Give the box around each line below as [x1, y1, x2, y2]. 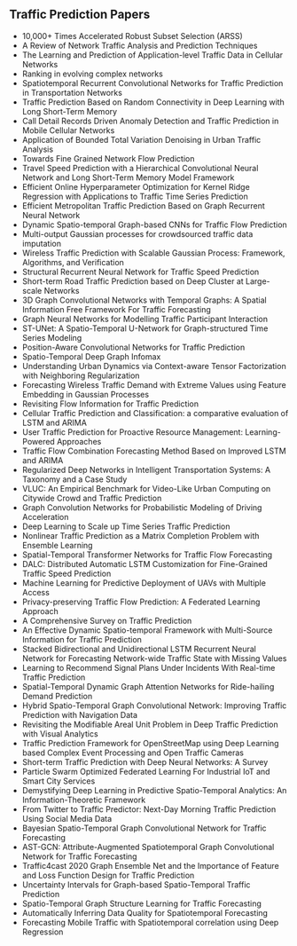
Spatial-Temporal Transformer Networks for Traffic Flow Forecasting [21, 549, 273, 560]
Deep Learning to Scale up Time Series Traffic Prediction [21, 521, 231, 532]
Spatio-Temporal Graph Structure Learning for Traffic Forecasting [21, 898, 262, 909]
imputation [21, 238, 62, 248]
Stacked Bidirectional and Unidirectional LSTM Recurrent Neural [21, 643, 257, 654]
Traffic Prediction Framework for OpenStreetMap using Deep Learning [21, 737, 279, 748]
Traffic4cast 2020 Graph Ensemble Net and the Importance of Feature [21, 860, 279, 871]
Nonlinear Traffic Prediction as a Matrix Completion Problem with [21, 530, 260, 540]
